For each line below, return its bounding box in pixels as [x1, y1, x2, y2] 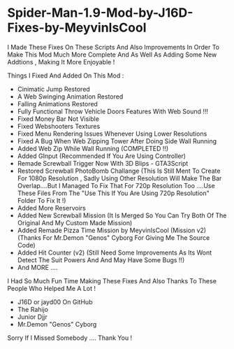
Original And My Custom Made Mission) [17, 218, 133, 227]
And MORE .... [17, 263, 58, 271]
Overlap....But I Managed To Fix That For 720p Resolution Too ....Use [17, 181, 215, 190]
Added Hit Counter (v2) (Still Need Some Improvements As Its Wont [17, 248, 212, 257]
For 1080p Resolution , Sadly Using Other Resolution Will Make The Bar [17, 173, 222, 183]
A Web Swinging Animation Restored [17, 92, 124, 101]
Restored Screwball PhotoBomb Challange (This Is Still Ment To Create [17, 166, 221, 175]
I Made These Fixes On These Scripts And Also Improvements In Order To [7, 43, 220, 51]
